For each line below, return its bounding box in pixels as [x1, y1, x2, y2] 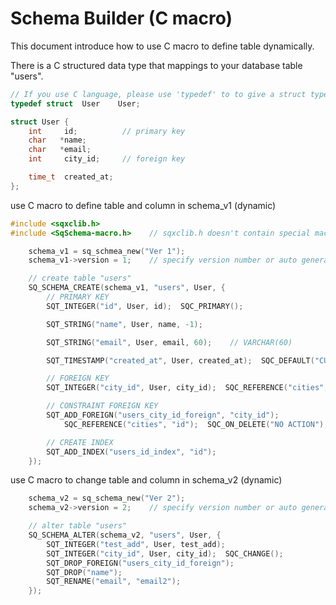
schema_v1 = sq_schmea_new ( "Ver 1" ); [28, 246, 186, 256]
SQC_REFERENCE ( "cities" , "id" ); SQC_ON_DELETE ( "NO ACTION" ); [63, 419, 329, 429]
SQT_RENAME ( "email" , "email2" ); [46, 577, 182, 587]
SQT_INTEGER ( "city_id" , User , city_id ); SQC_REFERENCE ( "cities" [46, 383, 325, 393]
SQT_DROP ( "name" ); [46, 567, 123, 577]
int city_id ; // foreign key [28, 154, 186, 164]
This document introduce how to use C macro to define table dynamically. [10, 40, 315, 52]
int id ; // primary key [28, 126, 186, 136]
